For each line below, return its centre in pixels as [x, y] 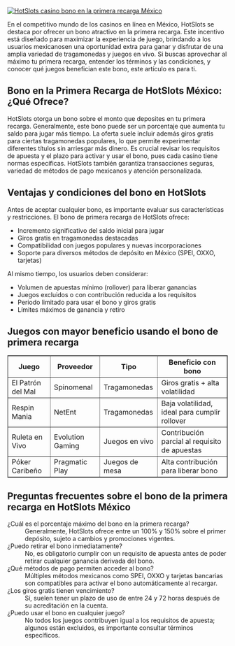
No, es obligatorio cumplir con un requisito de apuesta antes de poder [126, 554]
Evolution [69, 437]
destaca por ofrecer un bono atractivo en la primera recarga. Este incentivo [116, 32]
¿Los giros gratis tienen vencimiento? [61, 591]
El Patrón [27, 383]
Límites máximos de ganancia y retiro [71, 309]
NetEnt [65, 412]
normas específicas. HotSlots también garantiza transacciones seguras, [111, 163]
